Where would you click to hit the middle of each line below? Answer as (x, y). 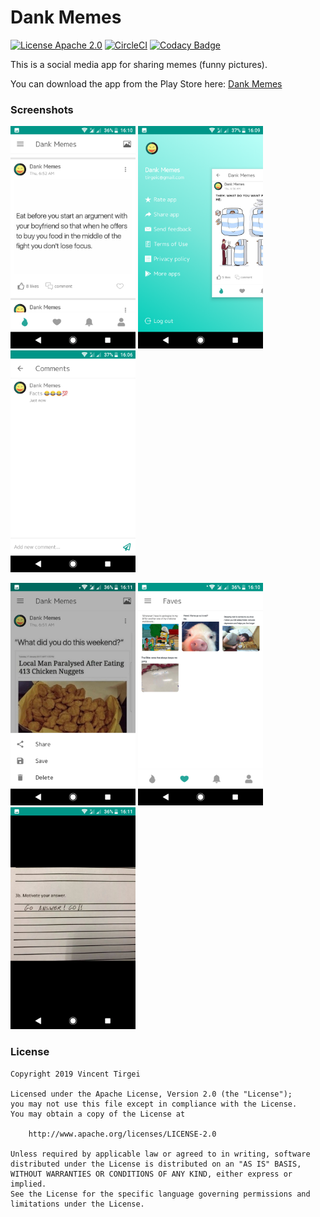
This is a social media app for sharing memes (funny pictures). (139, 64)
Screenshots (42, 109)
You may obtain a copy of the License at (98, 1114)
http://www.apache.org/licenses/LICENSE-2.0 (122, 1134)
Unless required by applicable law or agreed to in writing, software (160, 1154)
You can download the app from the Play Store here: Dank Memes (146, 83)
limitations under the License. (77, 1204)
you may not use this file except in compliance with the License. (154, 1104)
